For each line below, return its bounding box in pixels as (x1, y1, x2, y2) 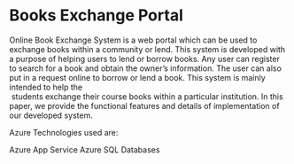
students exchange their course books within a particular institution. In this (11, 90, 283, 102)
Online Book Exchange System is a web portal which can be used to (9, 35, 258, 45)
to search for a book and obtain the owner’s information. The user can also (9, 63, 282, 74)
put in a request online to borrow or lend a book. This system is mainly (9, 72, 266, 82)
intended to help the (9, 82, 82, 92)
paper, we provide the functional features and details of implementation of (9, 100, 281, 111)
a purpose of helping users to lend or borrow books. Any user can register (9, 53, 281, 64)
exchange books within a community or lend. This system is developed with (9, 43, 286, 54)
